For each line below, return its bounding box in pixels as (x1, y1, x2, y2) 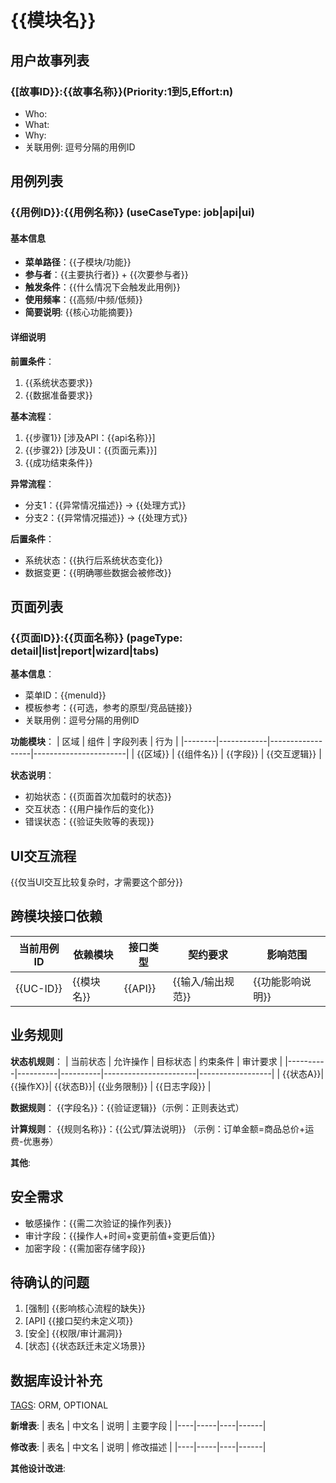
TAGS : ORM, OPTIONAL (10, 1399, 109, 1411)
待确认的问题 (10, 1274, 90, 1291)
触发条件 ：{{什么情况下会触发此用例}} (24, 281, 181, 293)
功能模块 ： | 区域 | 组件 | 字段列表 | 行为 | (10, 736, 179, 748)
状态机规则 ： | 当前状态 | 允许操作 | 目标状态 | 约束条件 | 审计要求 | (10, 1055, 283, 1067)
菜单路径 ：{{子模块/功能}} (24, 256, 132, 268)
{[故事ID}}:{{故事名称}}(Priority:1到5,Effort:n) (10, 84, 234, 98)
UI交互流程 (10, 847, 77, 865)
